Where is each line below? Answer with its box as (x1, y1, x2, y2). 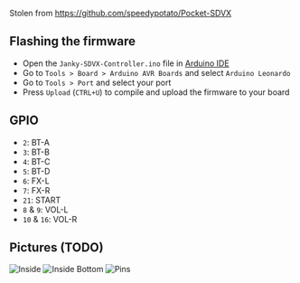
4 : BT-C (22, 156, 51, 166)
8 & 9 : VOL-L (22, 203, 69, 215)
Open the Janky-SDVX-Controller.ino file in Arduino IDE (22, 58, 230, 69)
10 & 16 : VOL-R (22, 213, 78, 224)
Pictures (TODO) (9, 240, 104, 256)
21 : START (22, 194, 61, 205)
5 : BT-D (22, 165, 51, 176)
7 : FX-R (22, 184, 51, 195)
